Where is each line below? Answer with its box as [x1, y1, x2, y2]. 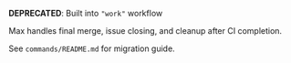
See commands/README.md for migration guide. [8, 43, 175, 54]
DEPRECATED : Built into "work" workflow [8, 8, 163, 18]
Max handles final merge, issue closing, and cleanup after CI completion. [8, 26, 283, 36]
